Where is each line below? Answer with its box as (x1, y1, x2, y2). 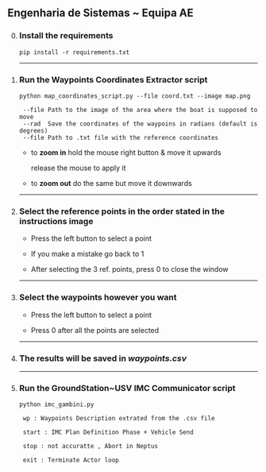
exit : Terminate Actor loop (22, 456, 120, 464)
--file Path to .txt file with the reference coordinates (22, 133, 219, 141)
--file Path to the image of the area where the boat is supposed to (22, 106, 258, 114)
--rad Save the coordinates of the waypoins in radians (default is (22, 119, 258, 128)
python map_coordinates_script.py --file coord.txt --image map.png (18, 91, 251, 100)
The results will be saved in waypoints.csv (18, 353, 187, 364)
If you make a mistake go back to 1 (30, 250, 145, 259)
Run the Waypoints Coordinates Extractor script (18, 74, 208, 85)
